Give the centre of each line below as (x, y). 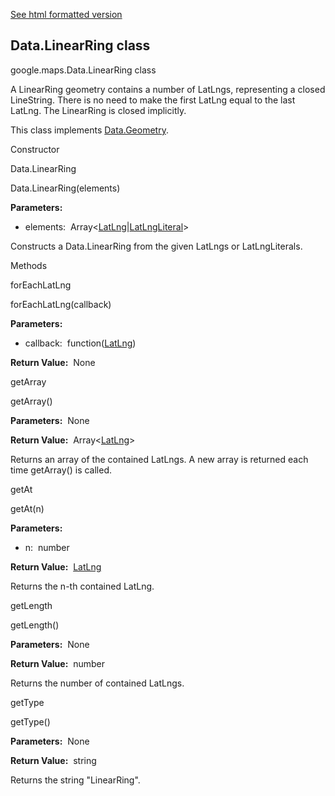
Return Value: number (58, 663)
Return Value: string (53, 760)
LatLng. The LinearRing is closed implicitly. (98, 110)
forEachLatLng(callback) (61, 304)
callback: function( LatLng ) (80, 343)
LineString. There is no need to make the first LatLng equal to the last (153, 100)
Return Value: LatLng (56, 566)
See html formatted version (66, 14)
